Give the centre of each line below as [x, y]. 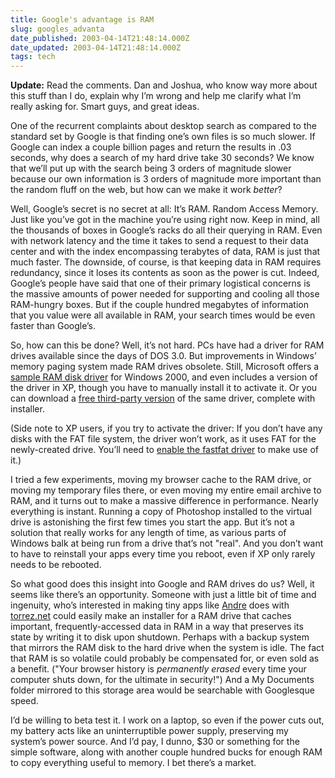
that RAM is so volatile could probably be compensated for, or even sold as [165, 658]
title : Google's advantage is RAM [82, 19]
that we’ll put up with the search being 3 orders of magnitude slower [151, 168]
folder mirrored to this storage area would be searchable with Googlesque [162, 690]
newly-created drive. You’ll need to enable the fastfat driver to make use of [164, 450]
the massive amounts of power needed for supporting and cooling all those [165, 294]
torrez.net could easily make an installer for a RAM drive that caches [151, 616]
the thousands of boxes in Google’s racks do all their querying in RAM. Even [166, 230]
